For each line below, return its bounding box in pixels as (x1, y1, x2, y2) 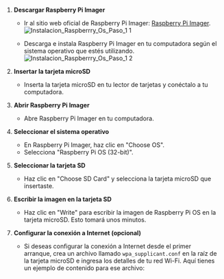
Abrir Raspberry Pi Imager (13, 101, 90, 109)
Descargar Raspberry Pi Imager (13, 6, 105, 14)
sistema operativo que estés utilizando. (23, 47, 135, 55)
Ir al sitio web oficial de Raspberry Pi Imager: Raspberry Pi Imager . (23, 19, 211, 27)
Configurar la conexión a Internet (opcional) (13, 229, 142, 237)
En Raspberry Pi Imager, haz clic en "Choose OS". (23, 141, 165, 149)
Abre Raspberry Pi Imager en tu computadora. (23, 114, 154, 122)
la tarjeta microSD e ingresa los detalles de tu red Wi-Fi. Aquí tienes (23, 256, 215, 265)
